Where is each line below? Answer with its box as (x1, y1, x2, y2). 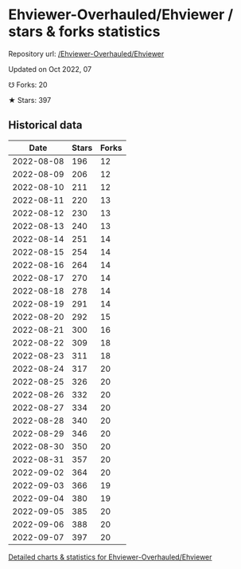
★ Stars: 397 (8, 95, 52, 105)
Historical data (8, 118, 83, 132)
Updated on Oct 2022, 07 (8, 64, 92, 73)
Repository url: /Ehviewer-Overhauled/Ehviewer (8, 49, 165, 58)
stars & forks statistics (8, 22, 161, 41)
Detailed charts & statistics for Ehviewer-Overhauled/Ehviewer (8, 552, 212, 562)
